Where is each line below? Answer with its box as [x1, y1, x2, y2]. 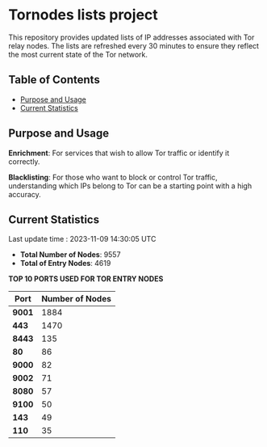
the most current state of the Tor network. [8, 49, 148, 59]
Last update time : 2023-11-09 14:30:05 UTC [8, 234, 156, 244]
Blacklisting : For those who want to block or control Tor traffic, [8, 172, 218, 182]
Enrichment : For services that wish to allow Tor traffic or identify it [8, 148, 230, 158]
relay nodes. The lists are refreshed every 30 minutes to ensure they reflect [8, 40, 260, 50]
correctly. [8, 156, 40, 167]
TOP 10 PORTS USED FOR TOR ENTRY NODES [8, 274, 164, 284]
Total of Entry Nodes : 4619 [19, 259, 111, 268]
